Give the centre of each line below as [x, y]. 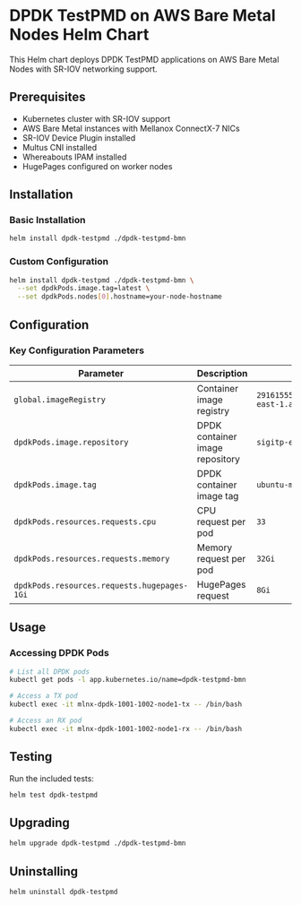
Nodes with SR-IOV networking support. [84, 69]
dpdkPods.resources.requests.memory [92, 558]
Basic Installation [47, 220]
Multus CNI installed [60, 147]
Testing [31, 757]
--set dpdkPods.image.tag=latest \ [84, 289]
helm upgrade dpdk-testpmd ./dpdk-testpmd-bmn [98, 843]
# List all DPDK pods [50, 672]
